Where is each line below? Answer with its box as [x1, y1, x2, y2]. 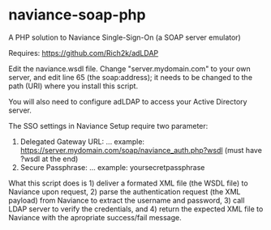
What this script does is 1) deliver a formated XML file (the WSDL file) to [8, 178, 249, 188]
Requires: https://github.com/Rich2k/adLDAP [8, 48, 159, 57]
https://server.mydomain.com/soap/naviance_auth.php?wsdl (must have [19, 145, 262, 155]
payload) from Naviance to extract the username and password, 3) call [8, 195, 245, 205]
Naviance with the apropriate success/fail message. [8, 212, 182, 222]
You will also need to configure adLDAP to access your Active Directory [8, 96, 247, 106]
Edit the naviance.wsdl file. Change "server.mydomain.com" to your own [8, 63, 251, 74]
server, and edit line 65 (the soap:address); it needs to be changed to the [8, 72, 253, 82]
